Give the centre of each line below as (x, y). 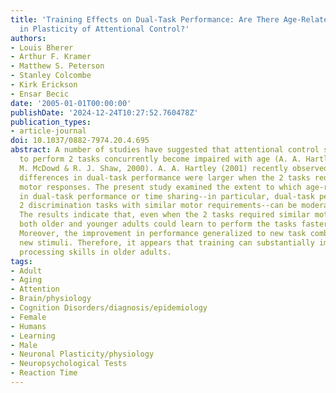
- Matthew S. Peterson (57, 66)
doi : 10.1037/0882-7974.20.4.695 (80, 141)
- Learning (33, 336)
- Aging (26, 280)
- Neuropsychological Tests (69, 364)
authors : (28, 38)
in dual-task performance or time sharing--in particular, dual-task (167, 196)
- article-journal (48, 131)
